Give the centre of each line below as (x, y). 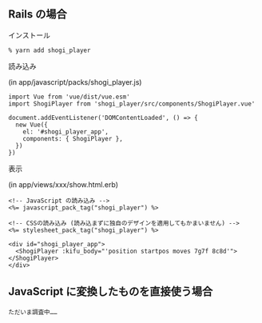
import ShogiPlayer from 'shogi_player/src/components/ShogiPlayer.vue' (132, 104)
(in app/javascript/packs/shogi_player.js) (75, 82)
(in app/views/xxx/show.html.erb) (63, 184)
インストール (29, 35)
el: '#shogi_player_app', (66, 132)
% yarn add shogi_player (50, 50)
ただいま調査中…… (33, 312)
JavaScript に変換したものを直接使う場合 (111, 291)
